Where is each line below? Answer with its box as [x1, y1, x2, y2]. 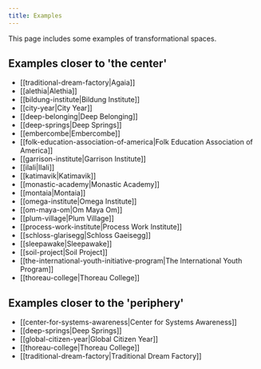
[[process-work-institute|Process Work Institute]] [19, 222, 182, 232]
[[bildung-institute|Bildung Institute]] [19, 95, 140, 105]
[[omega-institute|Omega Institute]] [19, 196, 137, 206]
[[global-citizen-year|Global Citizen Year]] [19, 335, 158, 344]
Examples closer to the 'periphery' [8, 296, 184, 310]
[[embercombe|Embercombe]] [19, 129, 121, 138]
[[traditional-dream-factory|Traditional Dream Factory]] [19, 351, 202, 361]
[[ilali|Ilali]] [19, 163, 55, 173]
